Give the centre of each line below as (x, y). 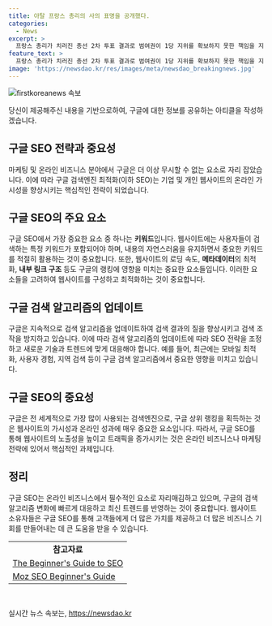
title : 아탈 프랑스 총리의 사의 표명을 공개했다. (79, 16)
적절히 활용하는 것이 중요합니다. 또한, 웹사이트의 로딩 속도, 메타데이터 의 (129, 259)
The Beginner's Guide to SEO (68, 563)
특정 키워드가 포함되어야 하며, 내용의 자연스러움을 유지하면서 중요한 (136, 249)
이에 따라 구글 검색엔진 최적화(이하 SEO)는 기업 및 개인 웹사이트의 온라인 (140, 179)
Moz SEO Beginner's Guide (64, 576)
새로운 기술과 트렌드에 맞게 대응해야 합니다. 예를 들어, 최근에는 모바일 (132, 349)
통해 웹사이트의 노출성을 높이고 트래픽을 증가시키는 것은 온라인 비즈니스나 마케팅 (135, 438)
